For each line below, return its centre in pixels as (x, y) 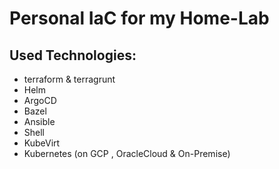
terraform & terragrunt (69, 79)
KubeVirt (42, 143)
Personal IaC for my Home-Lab (139, 18)
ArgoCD (40, 100)
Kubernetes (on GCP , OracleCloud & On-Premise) (127, 153)
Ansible (39, 121)
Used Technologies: (73, 55)
